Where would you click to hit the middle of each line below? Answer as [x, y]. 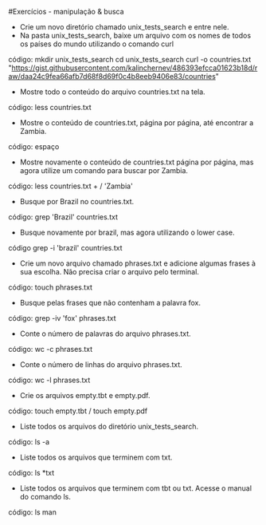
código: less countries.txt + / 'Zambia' [70, 186]
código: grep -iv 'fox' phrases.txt [63, 318]
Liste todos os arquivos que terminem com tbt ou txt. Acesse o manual [136, 488]
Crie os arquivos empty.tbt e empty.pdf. [85, 395]
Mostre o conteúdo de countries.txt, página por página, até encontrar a [137, 122]
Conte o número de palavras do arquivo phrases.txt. [105, 334]
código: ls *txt [31, 473]
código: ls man [33, 512]
